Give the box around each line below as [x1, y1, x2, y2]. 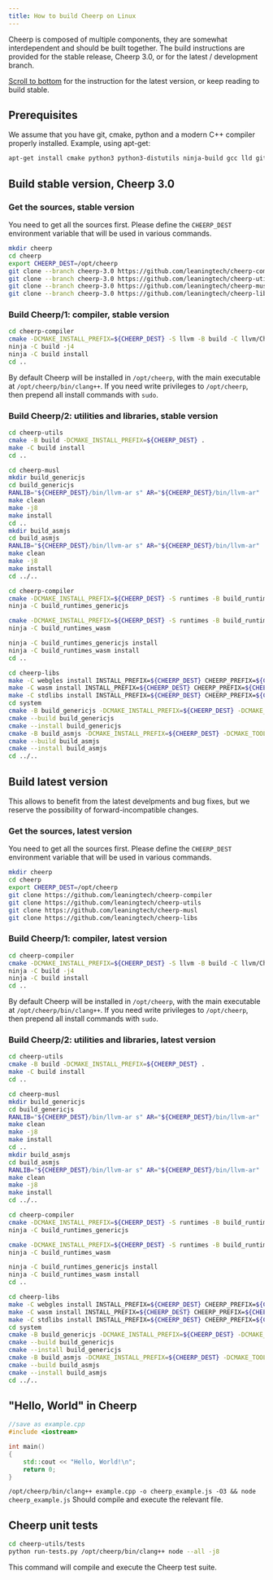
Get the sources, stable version [8, 201, 135, 213]
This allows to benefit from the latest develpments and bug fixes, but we [8, 796, 250, 807]
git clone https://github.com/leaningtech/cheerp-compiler [8, 891, 213, 899]
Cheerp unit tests [8, 1518, 99, 1532]
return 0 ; [23, 1465, 57, 1473]
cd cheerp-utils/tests [8, 1540, 85, 1548]
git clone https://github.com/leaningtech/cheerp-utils [8, 898, 201, 907]
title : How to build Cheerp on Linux [8, 11, 136, 20]
